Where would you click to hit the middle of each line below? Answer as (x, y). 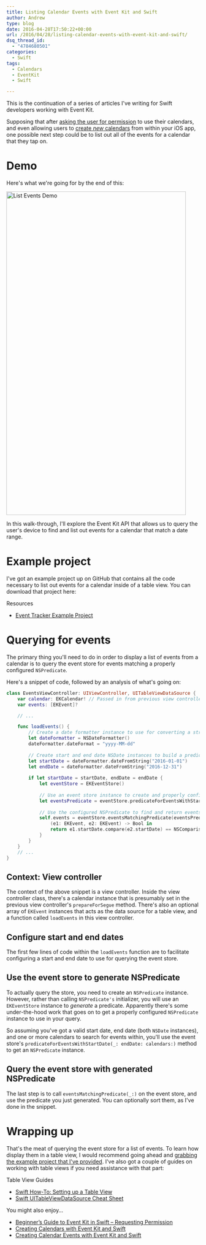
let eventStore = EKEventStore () (82, 784)
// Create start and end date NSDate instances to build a (105, 755)
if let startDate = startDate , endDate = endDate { (96, 778)
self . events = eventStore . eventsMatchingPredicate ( (106, 818)
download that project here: (41, 592)
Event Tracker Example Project (54, 615)
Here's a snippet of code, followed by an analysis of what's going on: (94, 682)
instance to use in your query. (44, 1018)
